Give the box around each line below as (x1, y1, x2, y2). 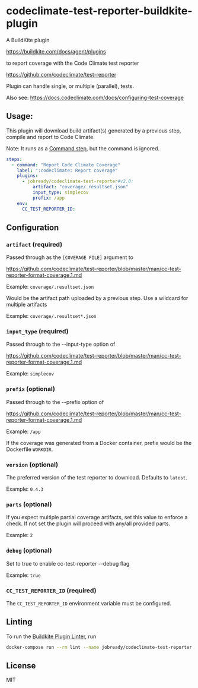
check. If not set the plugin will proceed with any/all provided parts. (6, 520, 171, 527)
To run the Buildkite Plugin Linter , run (6, 633, 97, 640)
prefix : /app (32, 195, 65, 201)
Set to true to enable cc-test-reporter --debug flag (6, 560, 130, 567)
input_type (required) (6, 327, 69, 336)
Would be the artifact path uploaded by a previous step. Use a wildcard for (6, 295, 189, 302)
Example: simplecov (6, 370, 55, 377)
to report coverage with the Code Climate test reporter (6, 59, 139, 67)
